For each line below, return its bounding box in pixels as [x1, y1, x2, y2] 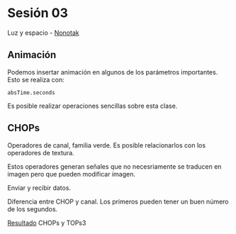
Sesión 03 [7, 5, 69, 21]
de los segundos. [7, 204, 58, 213]
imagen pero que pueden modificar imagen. [7, 169, 136, 178]
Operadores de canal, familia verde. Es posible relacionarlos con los [7, 140, 206, 150]
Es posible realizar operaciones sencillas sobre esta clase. [7, 101, 178, 110]
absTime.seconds [7, 89, 55, 96]
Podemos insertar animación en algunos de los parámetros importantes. [7, 67, 218, 76]
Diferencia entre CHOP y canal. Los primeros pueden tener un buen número [7, 197, 229, 206]
